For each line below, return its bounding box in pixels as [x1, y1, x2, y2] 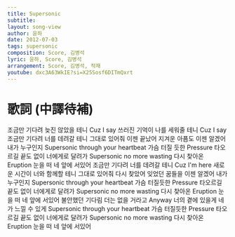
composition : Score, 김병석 [7, 50, 86, 57]
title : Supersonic [7, 10, 61, 18]
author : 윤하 [7, 29, 43, 37]
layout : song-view [7, 23, 61, 30]
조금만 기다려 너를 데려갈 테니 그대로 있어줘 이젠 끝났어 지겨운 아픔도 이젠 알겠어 [7, 135, 227, 143]
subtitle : [7, 17, 36, 24]
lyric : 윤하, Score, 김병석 [7, 56, 82, 63]
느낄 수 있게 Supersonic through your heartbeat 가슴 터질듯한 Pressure [14, 205, 215, 213]
